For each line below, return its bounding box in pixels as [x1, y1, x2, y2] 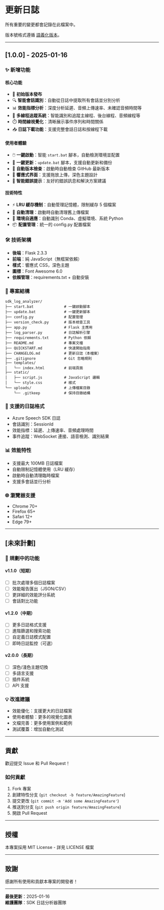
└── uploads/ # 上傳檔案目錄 [5, 385, 90, 391]
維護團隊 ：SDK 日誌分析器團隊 [5, 900, 67, 906]
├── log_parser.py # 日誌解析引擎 [5, 330, 90, 335]
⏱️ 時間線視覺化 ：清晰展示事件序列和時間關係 [12, 119, 103, 125]
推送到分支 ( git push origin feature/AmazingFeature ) [12, 804, 121, 810]
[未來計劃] [5, 539, 36, 547]
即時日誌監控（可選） [12, 640, 55, 646]
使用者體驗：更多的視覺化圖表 [12, 714, 72, 720]
